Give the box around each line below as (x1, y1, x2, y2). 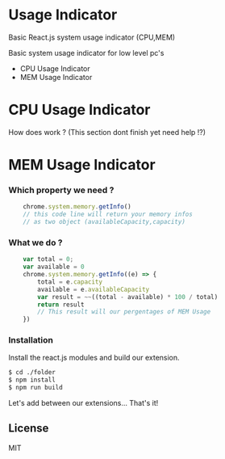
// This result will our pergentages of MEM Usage (37, 308, 211, 316)
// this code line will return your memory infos (23, 210, 194, 219)
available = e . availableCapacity (37, 285, 150, 293)
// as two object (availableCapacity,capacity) (23, 218, 185, 226)
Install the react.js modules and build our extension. (8, 353, 180, 363)
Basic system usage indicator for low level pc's (8, 48, 165, 57)
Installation (8, 335, 54, 346)
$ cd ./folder (8, 368, 56, 377)
